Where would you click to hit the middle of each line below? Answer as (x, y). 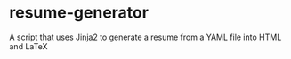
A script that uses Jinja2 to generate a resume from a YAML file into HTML (145, 37)
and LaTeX (28, 46)
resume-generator (79, 13)
